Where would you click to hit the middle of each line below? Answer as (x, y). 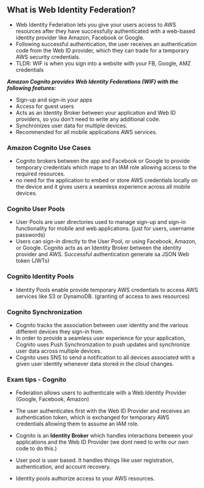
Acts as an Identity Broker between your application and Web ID (96, 112)
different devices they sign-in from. (60, 331)
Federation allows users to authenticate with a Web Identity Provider (101, 393)
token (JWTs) (32, 261)
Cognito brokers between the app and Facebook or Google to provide (103, 161)
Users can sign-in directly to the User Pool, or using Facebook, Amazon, (106, 242)
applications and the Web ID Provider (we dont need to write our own (102, 442)
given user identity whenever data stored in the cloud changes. (95, 364)
